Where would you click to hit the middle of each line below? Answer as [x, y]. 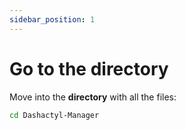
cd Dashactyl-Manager [54, 115]
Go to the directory [89, 68]
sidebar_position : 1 [52, 19]
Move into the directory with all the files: [93, 97]
